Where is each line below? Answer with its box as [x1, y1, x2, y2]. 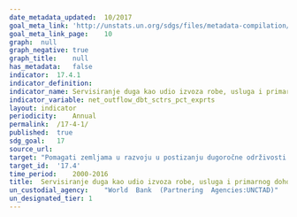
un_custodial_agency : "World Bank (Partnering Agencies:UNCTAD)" [9, 186, 278, 195]
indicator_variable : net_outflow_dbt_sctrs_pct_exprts [9, 95, 216, 105]
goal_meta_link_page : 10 [9, 29, 113, 38]
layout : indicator [9, 104, 77, 112]
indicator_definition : [9, 79, 93, 88]
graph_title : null [9, 54, 89, 63]
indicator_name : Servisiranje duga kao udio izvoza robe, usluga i [9, 87, 263, 96]
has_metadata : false [9, 63, 93, 72]
